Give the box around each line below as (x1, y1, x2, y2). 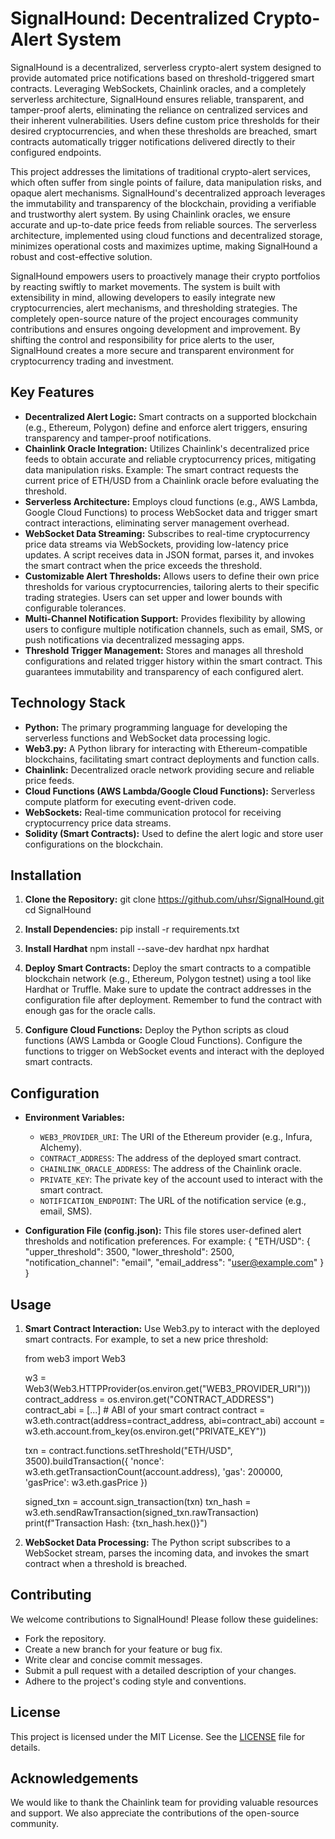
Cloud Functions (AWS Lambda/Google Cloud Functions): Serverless (24, 785, 316, 797)
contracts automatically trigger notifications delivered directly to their (10, 135, 296, 147)
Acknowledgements (10, 1770, 139, 1787)
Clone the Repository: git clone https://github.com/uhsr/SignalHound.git (24, 893, 325, 906)
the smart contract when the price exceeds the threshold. (24, 559, 263, 571)
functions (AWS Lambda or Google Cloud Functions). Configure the (24, 1035, 303, 1047)
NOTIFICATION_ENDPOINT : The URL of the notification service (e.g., (39, 1195, 307, 1207)
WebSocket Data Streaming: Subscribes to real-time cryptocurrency (24, 527, 311, 539)
